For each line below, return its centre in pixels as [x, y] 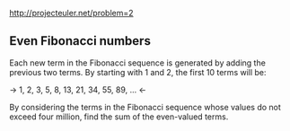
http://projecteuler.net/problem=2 [71, 13]
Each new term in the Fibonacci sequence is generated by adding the [138, 63]
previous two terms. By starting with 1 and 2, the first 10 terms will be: [138, 72]
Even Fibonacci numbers [80, 41]
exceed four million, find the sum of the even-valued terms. [119, 117]
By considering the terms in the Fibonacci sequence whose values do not [145, 107]
